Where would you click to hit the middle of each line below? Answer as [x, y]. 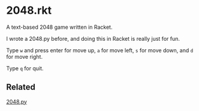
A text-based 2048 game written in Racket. [59, 27]
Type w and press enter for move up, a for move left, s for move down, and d [100, 50]
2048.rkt [29, 10]
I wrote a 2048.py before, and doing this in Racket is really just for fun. [93, 38]
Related [21, 87]
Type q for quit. [25, 68]
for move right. [25, 56]
